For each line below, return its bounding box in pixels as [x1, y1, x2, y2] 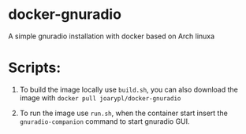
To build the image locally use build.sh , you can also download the [19, 85, 238, 94]
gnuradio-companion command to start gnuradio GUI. [19, 116, 191, 126]
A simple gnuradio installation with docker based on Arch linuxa [8, 31, 215, 41]
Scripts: [8, 59, 61, 77]
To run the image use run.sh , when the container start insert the [19, 108, 229, 118]
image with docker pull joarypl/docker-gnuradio [19, 92, 181, 103]
